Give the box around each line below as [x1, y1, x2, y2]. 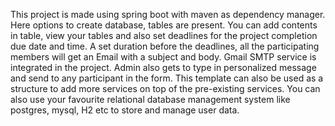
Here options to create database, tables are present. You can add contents [10, 19, 318, 31]
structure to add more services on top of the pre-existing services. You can [10, 83, 321, 94]
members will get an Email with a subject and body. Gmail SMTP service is [10, 51, 317, 63]
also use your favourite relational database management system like [10, 94, 291, 105]
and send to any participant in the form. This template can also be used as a [10, 72, 324, 84]
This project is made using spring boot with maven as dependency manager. [10, 9, 326, 20]
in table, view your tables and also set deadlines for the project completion [10, 30, 318, 41]
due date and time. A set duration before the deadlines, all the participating [10, 40, 320, 52]
